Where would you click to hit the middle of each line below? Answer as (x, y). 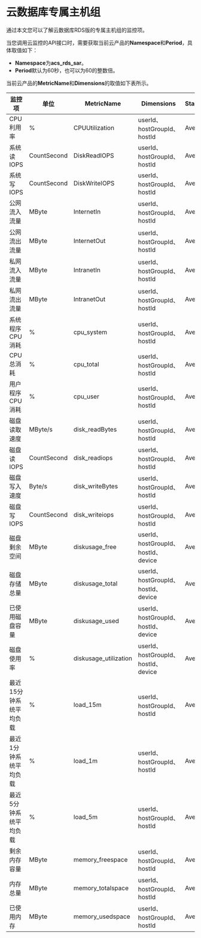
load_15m (88, 705)
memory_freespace (101, 860)
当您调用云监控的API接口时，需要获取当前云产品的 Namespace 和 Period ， (97, 43)
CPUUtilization (94, 128)
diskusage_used (97, 621)
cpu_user (87, 396)
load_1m (86, 761)
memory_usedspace (102, 916)
